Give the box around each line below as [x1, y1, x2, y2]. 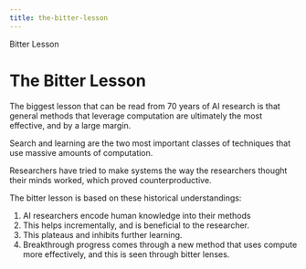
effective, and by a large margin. [9, 119, 132, 130]
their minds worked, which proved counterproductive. [9, 174, 212, 185]
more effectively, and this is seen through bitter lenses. [22, 248, 230, 260]
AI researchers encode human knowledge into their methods [22, 210, 251, 221]
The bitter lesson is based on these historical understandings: [9, 192, 242, 203]
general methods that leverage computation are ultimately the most [9, 110, 263, 121]
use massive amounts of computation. [9, 147, 153, 158]
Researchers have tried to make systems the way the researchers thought [9, 165, 288, 176]
